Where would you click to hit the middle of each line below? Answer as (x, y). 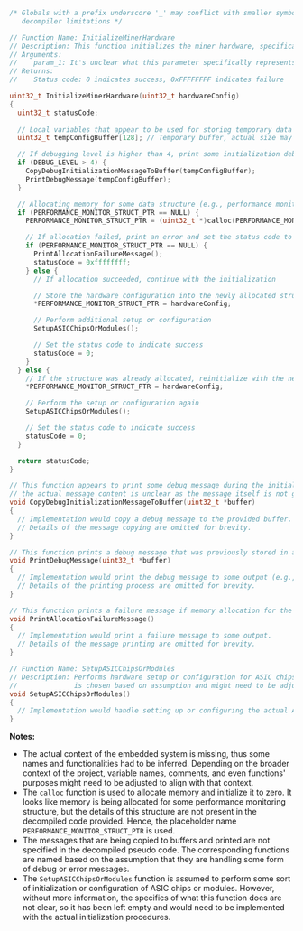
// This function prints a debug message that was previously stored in (149, 552)
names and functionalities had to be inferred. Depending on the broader (156, 764)
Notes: (23, 737)
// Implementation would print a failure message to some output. (145, 636)
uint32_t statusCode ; (58, 113)
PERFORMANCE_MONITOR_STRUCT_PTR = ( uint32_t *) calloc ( (131, 221)
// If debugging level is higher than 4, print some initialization (149, 154)
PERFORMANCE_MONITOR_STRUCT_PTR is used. (99, 831)
